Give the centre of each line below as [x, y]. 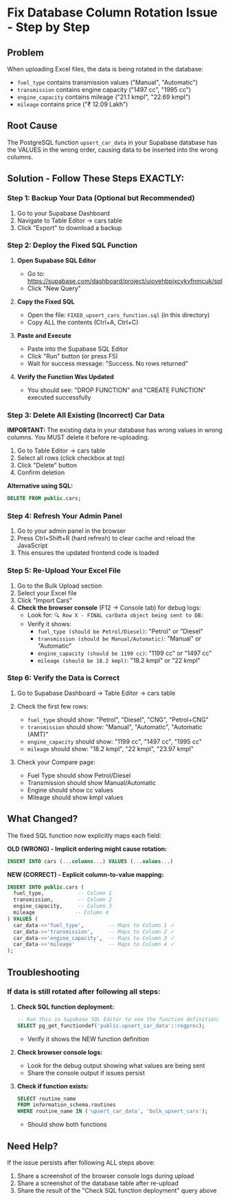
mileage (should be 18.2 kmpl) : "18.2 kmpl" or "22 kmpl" [119, 660]
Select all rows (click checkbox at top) [71, 458]
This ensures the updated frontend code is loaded [88, 553]
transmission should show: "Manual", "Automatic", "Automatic [115, 727]
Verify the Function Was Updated [66, 376]
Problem [26, 53]
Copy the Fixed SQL [46, 301]
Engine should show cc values [70, 790]
